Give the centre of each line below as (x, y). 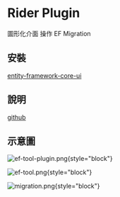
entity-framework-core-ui (44, 75)
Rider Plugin (44, 13)
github (17, 117)
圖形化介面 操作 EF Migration (49, 33)
